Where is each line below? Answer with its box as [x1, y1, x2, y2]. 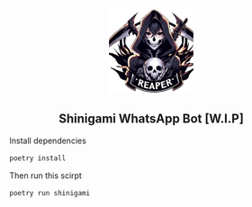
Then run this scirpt [9, 170, 83, 181]
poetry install [9, 153, 67, 163]
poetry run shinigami [9, 188, 91, 197]
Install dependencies [9, 135, 87, 146]
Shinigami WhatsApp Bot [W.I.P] [58, 112, 245, 127]
